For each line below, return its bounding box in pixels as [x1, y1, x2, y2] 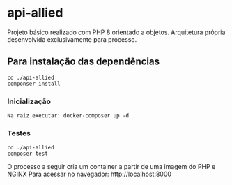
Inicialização [7, 96, 51, 106]
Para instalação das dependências [7, 56, 160, 68]
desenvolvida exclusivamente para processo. [7, 35, 137, 43]
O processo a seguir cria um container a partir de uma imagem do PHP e [7, 163, 216, 171]
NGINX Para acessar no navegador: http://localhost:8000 [7, 170, 172, 179]
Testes [7, 128, 31, 138]
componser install [7, 80, 61, 87]
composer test [7, 150, 49, 158]
